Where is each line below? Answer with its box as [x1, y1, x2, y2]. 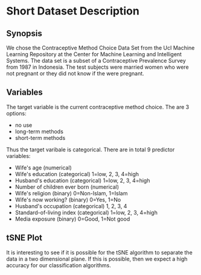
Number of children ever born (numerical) [14, 183, 120, 191]
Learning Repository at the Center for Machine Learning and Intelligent [6, 51, 182, 58]
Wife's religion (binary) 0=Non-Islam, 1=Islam [14, 189, 128, 197]
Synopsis [6, 28, 42, 39]
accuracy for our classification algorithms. [6, 261, 112, 269]
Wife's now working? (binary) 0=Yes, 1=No [14, 196, 121, 203]
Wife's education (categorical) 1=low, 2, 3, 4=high [14, 170, 139, 177]
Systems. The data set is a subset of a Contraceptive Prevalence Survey [6, 57, 186, 64]
